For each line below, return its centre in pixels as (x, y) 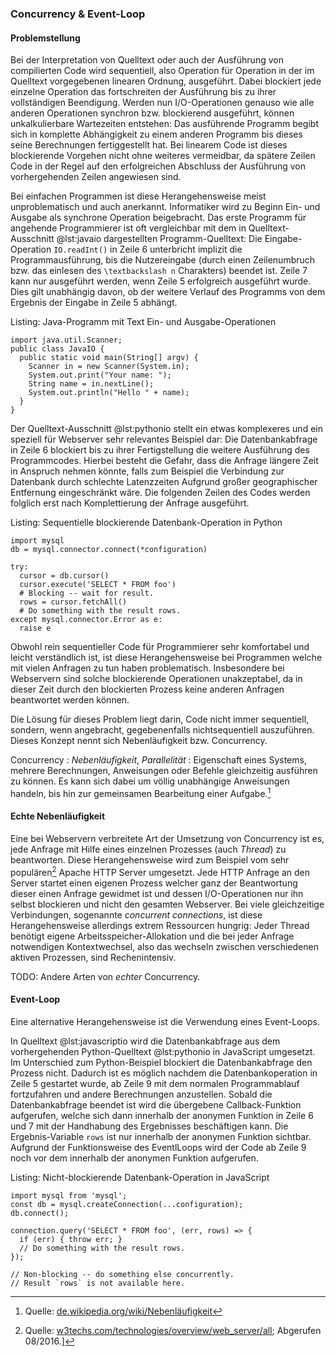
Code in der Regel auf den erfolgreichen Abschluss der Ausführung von (158, 166)
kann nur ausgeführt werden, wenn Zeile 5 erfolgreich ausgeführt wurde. (161, 281)
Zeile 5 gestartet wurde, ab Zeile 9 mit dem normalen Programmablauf (155, 1083)
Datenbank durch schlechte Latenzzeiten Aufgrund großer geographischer (164, 482)
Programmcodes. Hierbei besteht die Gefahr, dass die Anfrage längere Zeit (164, 461)
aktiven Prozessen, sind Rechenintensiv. (93, 957)
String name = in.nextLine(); (91, 384)
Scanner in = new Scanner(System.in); (109, 367)
